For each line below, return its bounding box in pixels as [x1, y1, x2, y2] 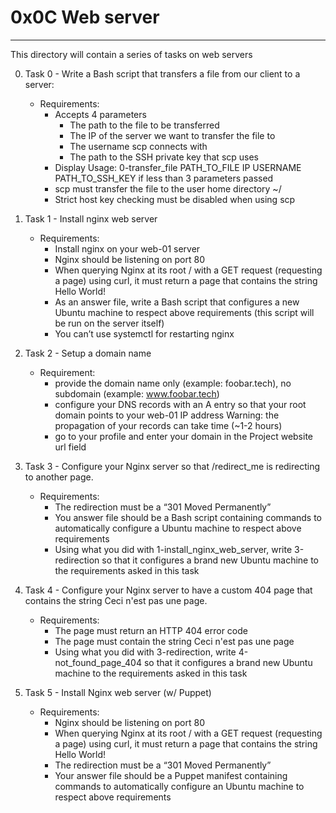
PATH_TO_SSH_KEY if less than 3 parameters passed [54, 172, 274, 184]
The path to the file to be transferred [69, 119, 220, 131]
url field [54, 441, 87, 453]
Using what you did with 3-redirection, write [54, 646, 237, 658]
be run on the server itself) [54, 317, 165, 329]
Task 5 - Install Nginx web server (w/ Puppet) [24, 686, 212, 698]
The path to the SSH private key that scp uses [69, 151, 260, 163]
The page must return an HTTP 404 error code [54, 624, 248, 636]
